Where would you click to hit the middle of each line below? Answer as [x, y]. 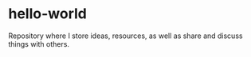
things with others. [39, 44]
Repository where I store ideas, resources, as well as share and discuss [125, 36]
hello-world [48, 14]
